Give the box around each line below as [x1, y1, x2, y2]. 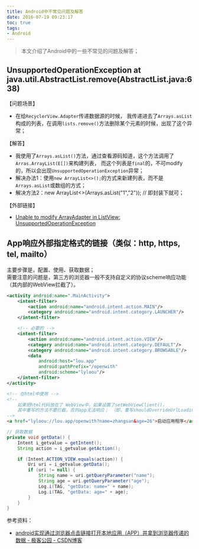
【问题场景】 [6, 100, 38, 107]
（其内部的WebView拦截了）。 [6, 281, 79, 288]
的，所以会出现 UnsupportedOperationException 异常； [15, 166, 144, 174]
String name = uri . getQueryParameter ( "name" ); [38, 473, 155, 479]
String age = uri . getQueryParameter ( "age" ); [38, 478, 150, 484]
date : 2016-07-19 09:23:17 [6, 14, 73, 20]
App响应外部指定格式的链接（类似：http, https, [6, 238, 181, 249]
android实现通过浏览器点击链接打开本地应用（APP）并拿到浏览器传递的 [15, 530, 190, 537]
